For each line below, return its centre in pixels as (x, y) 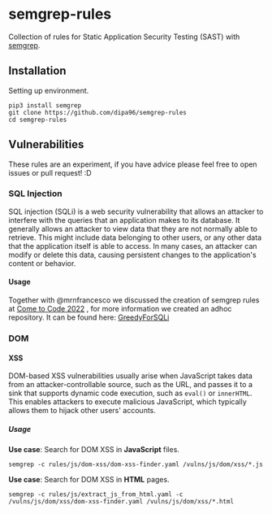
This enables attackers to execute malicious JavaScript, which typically (128, 402)
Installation (37, 71)
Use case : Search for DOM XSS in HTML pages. (89, 480)
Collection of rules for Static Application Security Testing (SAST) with (124, 37)
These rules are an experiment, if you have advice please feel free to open (133, 164)
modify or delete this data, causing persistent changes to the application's (133, 255)
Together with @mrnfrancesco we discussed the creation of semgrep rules (134, 300)
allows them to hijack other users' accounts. (82, 411)
